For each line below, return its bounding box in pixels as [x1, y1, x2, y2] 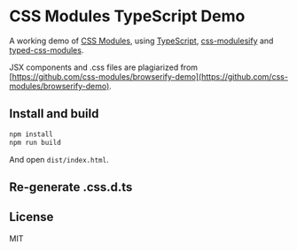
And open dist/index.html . [9, 154, 109, 164]
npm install [9, 130, 53, 139]
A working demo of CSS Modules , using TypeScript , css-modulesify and [9, 35, 274, 46]
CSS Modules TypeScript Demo [9, 6, 246, 27]
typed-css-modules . [9, 44, 84, 55]
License [9, 209, 54, 224]
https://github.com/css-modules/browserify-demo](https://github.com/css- [12, 71, 288, 81]
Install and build [9, 106, 99, 121]
